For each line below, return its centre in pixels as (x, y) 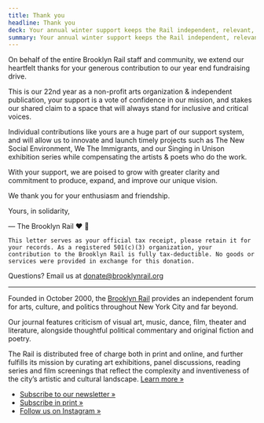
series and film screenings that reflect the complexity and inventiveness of (129, 371)
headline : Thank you (42, 23)
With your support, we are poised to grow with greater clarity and (114, 172)
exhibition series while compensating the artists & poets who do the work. (128, 157)
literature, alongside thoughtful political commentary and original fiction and (131, 330)
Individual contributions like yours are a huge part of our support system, (126, 132)
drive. (18, 76)
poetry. (20, 339)
